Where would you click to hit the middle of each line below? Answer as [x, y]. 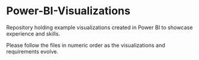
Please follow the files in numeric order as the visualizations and [86, 45]
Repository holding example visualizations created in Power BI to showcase [100, 27]
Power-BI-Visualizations [68, 11]
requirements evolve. [32, 51]
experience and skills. [33, 33]
